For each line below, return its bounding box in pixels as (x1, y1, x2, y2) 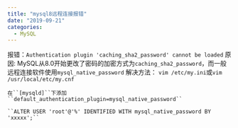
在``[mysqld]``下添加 (7, 90, 67, 97)
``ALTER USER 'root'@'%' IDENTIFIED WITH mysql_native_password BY (7, 108, 212, 115)
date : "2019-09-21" (7, 17, 65, 24)
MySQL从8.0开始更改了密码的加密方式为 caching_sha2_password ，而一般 (16, 59, 227, 68)
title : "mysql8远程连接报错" (7, 10, 87, 18)
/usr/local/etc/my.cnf (7, 76, 75, 83)
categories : (7, 23, 43, 30)
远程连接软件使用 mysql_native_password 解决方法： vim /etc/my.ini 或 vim (7, 68, 222, 76)
